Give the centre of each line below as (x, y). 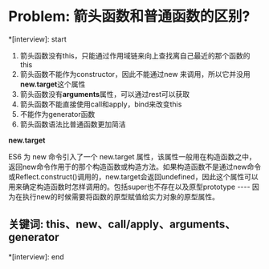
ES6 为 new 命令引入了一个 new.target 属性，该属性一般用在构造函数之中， (132, 156)
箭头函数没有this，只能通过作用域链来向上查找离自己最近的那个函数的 (135, 55)
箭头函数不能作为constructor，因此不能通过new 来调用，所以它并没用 (135, 74)
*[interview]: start (37, 39)
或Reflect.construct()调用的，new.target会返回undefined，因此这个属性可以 (133, 176)
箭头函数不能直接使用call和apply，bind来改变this (101, 104)
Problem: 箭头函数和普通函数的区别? (129, 16)
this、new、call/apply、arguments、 (141, 225)
